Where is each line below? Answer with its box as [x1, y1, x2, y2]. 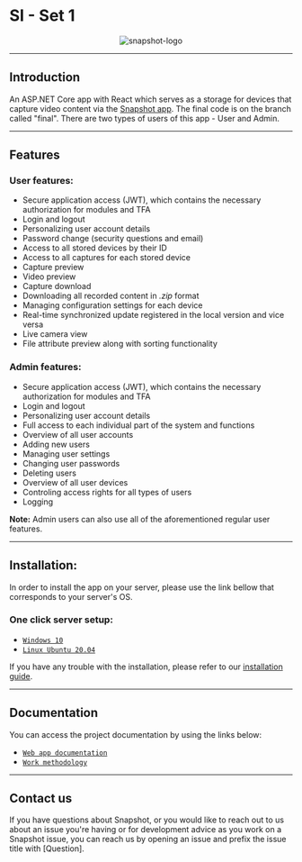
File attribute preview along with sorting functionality [22, 339, 218, 349]
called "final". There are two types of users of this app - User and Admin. [9, 113, 280, 123]
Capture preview [22, 262, 84, 273]
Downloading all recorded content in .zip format [22, 290, 200, 302]
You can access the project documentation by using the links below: [9, 729, 262, 740]
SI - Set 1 [9, 5, 75, 26]
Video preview [22, 271, 76, 282]
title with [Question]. [9, 843, 85, 854]
